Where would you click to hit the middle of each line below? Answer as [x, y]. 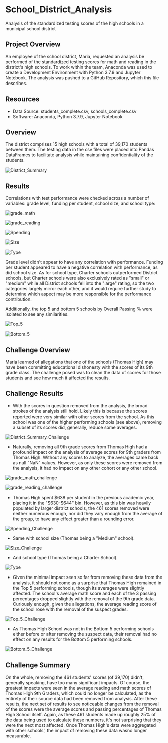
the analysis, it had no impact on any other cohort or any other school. [85, 468]
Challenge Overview [38, 350]
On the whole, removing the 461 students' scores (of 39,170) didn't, [75, 677]
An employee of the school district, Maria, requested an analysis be [75, 56]
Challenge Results [34, 394]
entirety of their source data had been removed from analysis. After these [81, 698]
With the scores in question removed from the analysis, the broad [80, 405]
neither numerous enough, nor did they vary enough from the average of [88, 513]
